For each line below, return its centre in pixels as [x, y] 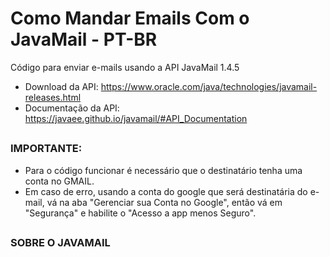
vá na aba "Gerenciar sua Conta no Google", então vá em [164, 202]
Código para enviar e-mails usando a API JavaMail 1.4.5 [125, 67]
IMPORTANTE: [46, 149]
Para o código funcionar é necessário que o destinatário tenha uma [163, 170]
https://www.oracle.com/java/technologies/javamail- [209, 86]
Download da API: [61, 86]
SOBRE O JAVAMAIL [60, 243]
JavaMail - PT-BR [84, 39]
